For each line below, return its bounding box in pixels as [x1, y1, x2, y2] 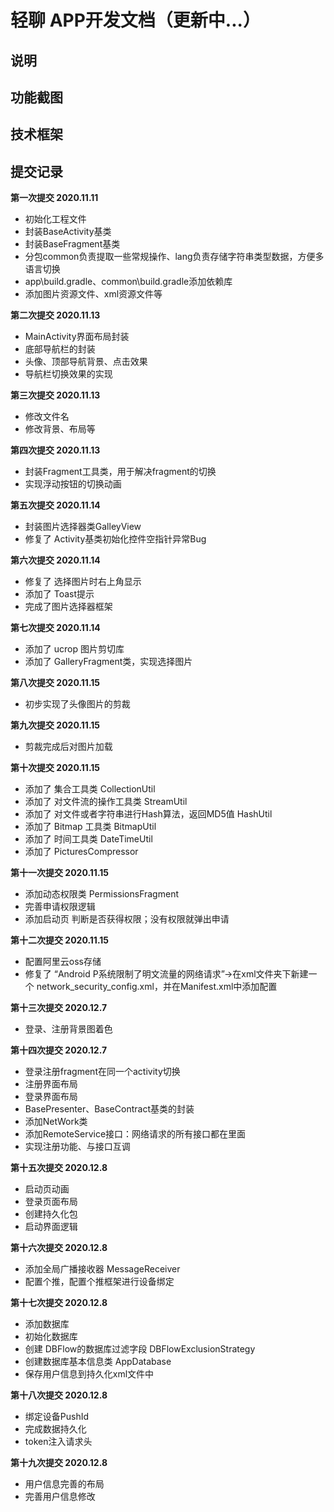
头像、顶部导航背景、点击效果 [24, 356, 148, 368]
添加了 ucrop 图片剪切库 [24, 643, 125, 655]
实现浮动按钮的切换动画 [24, 478, 122, 490]
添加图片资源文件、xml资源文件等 [24, 288, 163, 300]
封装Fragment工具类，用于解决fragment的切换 [24, 466, 217, 478]
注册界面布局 [24, 1078, 78, 1090]
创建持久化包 [24, 1208, 78, 1220]
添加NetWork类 [24, 1116, 88, 1128]
